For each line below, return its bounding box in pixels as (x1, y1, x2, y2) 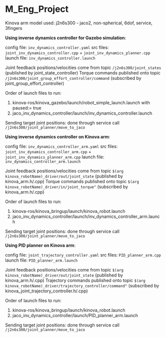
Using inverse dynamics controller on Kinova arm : (5, 134, 111, 139)
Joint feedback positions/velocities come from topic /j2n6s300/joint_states (5, 65, 162, 70)
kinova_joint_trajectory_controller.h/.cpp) (5, 288, 88, 294)
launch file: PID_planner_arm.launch (5, 257, 78, 263)
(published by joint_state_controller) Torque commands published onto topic (5, 69, 161, 75)
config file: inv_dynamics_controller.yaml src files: (5, 44, 109, 50)
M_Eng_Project (5, 3, 69, 15)
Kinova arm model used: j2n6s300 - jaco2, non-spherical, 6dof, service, (5, 20, 153, 26)
